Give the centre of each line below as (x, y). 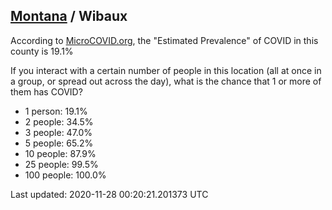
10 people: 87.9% (60, 153)
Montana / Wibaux (69, 16)
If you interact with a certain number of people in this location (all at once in (166, 70)
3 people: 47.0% (58, 132)
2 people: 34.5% (59, 121)
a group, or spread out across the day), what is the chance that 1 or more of (166, 81)
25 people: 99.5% (61, 164)
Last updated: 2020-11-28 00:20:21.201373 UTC (109, 194)
